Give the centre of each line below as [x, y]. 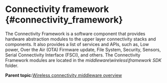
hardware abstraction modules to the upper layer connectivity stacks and [80, 39]
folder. [12, 65]
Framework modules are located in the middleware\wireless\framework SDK [83, 60]
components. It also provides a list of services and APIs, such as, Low [77, 44]
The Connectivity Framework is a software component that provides [75, 33]
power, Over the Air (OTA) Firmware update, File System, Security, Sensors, [83, 49]
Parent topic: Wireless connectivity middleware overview [64, 75]
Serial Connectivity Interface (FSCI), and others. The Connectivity [73, 55]
